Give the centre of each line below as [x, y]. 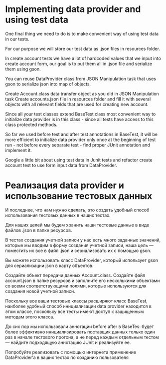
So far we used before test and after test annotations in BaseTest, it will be [82, 134]
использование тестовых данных [79, 196]
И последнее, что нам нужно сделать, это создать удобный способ [77, 210]
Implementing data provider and [73, 9]
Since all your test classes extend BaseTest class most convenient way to [81, 114]
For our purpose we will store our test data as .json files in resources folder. [83, 48]
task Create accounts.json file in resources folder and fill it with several [78, 99]
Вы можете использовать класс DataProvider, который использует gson [82, 260]
